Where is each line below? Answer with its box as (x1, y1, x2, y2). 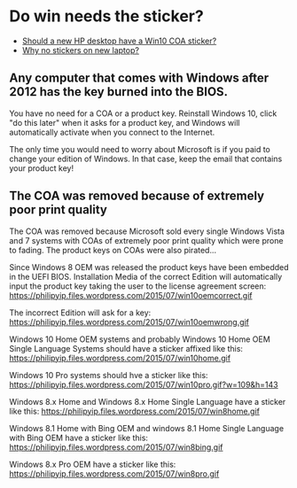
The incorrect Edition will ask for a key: (9, 307, 152, 318)
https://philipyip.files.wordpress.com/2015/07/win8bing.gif (9, 441, 223, 453)
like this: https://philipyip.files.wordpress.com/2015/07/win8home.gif (9, 406, 260, 416)
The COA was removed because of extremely (9, 189, 264, 204)
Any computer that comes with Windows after (9, 71, 270, 86)
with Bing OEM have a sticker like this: (9, 432, 149, 443)
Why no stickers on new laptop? (21, 44, 140, 55)
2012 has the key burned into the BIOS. (9, 84, 229, 99)
